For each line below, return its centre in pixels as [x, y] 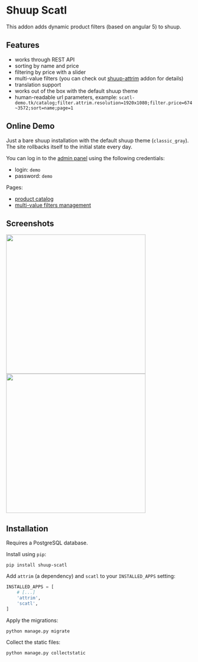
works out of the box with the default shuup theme [76, 91]
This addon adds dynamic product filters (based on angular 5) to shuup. [94, 27]
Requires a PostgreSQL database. [47, 543]
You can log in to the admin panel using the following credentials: [85, 158]
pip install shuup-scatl [37, 565]
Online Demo [30, 126]
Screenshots [30, 223]
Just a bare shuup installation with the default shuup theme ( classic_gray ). [98, 140]
